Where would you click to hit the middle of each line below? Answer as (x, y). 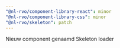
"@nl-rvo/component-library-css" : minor (56, 17)
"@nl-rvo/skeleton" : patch (39, 22)
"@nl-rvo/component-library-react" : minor (59, 11)
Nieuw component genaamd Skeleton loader (60, 39)
